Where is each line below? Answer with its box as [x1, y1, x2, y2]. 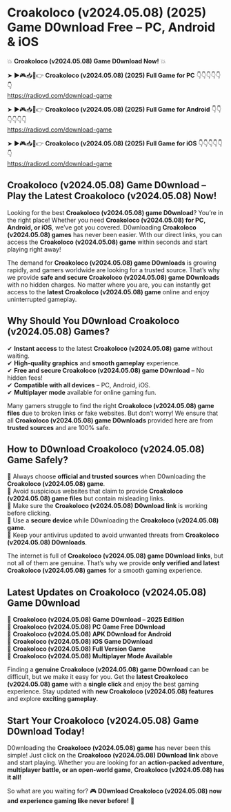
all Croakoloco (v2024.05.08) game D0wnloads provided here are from [7, 416, 214, 425]
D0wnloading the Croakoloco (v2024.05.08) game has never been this [7, 744, 212, 752]
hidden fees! [7, 374, 43, 382]
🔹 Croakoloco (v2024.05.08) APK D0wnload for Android [7, 630, 172, 638]
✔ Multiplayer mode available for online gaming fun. [7, 388, 157, 396]
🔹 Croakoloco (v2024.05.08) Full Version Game [7, 644, 146, 653]
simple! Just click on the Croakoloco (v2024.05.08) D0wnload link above [7, 751, 219, 759]
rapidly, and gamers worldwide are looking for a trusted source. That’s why [7, 265, 221, 274]
